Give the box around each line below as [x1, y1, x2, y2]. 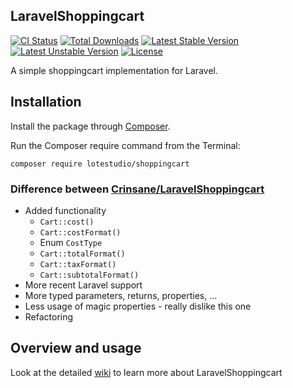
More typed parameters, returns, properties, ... [24, 289, 218, 301]
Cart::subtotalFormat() [39, 270, 140, 280]
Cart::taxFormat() [39, 259, 117, 269]
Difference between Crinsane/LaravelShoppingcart [10, 182, 265, 196]
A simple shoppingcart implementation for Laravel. [10, 64, 218, 76]
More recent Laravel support [24, 279, 143, 291]
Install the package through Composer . [10, 120, 171, 132]
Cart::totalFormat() [39, 249, 126, 259]
